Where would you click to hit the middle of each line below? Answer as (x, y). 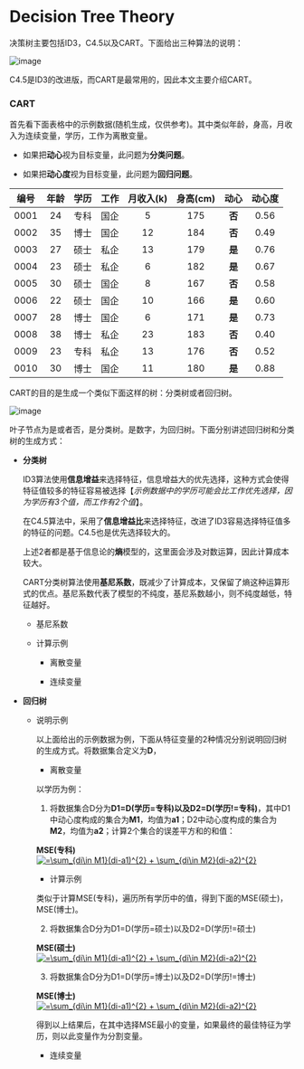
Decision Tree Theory (92, 17)
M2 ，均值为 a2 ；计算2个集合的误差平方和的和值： (142, 831)
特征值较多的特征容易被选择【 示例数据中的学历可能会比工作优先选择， (153, 491)
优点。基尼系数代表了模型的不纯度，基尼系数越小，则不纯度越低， (161, 593)
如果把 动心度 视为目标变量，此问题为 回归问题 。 (109, 175)
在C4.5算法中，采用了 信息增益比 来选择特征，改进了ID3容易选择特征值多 (157, 521)
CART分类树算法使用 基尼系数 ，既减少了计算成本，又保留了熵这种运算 (152, 582)
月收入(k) (148, 199)
